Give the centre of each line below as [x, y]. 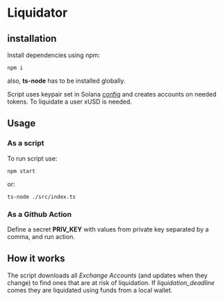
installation [32, 39]
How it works [36, 259]
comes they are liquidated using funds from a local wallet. [90, 290]
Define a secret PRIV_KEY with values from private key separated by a [108, 229]
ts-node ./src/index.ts [42, 197]
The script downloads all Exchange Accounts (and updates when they [107, 275]
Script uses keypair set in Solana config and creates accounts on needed [112, 94]
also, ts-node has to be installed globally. [66, 81]
